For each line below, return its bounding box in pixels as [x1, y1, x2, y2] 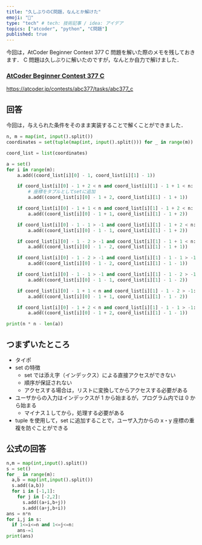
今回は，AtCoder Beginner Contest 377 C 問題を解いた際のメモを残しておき [6, 49, 195, 56]
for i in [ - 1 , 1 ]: [11, 488, 56, 494]
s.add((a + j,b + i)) [22, 505, 67, 511]
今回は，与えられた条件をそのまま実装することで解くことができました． [6, 121, 186, 129]
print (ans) [6, 533, 34, 540]
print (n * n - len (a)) [6, 321, 64, 327]
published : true [6, 31, 47, 37]
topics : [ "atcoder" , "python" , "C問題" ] [6, 25, 108, 32]
